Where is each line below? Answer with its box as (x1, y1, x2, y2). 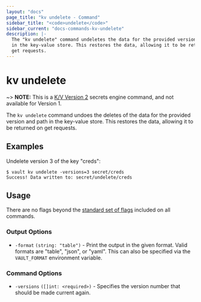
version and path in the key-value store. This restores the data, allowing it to (6, 117, 193, 125)
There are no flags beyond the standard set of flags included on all (6, 206, 170, 213)
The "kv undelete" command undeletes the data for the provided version (11, 37, 197, 43)
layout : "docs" (6, 8, 44, 15)
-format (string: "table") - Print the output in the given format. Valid (14, 241, 187, 249)
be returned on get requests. (6, 124, 77, 131)
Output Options (6, 228, 52, 236)
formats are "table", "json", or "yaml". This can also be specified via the (14, 247, 191, 255)
